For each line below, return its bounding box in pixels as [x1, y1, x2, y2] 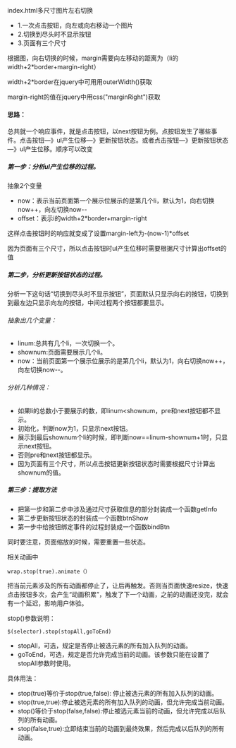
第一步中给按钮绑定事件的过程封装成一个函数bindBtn [17, 522, 170, 531]
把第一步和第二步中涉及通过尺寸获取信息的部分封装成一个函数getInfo [17, 504, 218, 513]
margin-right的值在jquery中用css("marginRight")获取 [7, 93, 161, 101]
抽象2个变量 [7, 182, 42, 190]
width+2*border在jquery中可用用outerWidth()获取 [7, 78, 153, 86]
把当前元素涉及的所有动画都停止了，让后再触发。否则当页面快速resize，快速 [7, 581, 229, 590]
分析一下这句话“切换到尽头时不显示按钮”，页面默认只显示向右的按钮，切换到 [7, 290, 229, 298]
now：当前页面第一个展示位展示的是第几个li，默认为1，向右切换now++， [17, 357, 229, 365]
